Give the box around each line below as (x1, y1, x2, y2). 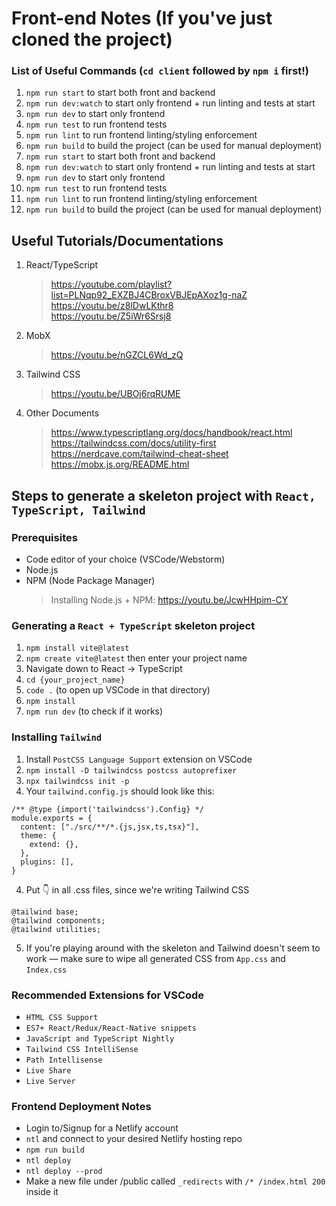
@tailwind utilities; (11, 924, 102, 934)
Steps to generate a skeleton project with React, (11, 487, 316, 504)
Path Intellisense (25, 1055, 103, 1065)
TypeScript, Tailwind (11, 503, 146, 517)
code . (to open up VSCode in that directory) (25, 684, 211, 696)
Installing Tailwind (11, 730, 103, 744)
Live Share (25, 1065, 72, 1076)
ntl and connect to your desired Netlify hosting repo (25, 1133, 243, 1145)
